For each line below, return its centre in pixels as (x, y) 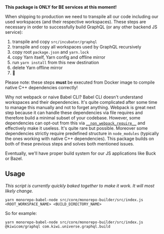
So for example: (21, 213)
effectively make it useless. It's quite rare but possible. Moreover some (76, 128)
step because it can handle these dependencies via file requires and (74, 113)
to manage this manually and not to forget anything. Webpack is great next (80, 107)
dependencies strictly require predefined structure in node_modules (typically (82, 133)
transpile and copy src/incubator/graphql (55, 42)
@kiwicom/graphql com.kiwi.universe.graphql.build (58, 226)
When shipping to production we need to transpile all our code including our (82, 16)
